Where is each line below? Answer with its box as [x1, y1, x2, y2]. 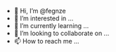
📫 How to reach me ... [13, 37, 79, 45]
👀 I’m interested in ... [13, 14, 74, 22]
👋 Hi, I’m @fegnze [13, 7, 67, 15]
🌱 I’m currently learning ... [13, 22, 89, 30]
